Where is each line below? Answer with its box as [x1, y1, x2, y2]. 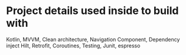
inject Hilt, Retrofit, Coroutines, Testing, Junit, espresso [6, 42, 141, 49]
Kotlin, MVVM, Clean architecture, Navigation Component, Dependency [6, 36, 180, 43]
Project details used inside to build [6, 4, 179, 18]
